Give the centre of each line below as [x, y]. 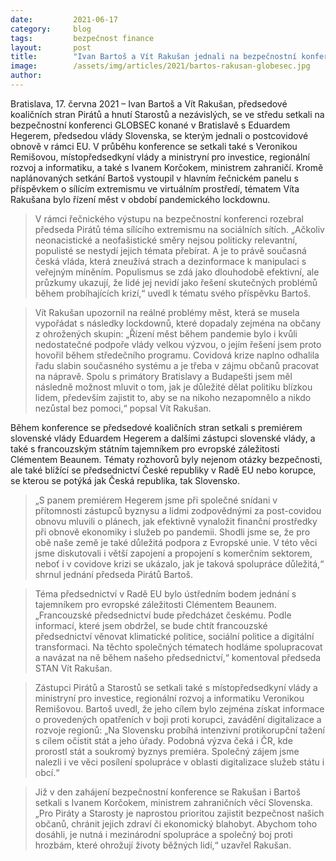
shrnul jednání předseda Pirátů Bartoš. [113, 574]
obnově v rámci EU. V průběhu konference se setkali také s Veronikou [154, 146]
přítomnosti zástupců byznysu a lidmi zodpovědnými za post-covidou [178, 510]
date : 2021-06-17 [64, 19]
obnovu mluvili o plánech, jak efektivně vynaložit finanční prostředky [176, 521]
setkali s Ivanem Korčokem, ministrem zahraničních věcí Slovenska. [173, 802]
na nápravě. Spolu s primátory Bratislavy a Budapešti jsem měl [163, 376]
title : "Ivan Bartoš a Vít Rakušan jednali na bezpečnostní [154, 57]
